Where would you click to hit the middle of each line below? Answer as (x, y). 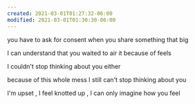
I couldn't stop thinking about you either (64, 66)
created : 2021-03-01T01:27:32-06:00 (60, 13)
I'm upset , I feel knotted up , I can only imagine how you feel (94, 93)
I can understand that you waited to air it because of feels (89, 53)
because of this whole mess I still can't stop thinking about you (97, 79)
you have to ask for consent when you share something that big (98, 39)
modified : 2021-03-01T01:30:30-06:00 (62, 20)
